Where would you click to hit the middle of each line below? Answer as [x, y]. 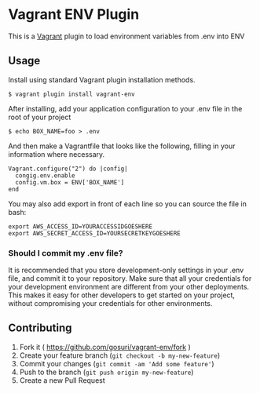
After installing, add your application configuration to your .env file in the [125, 108]
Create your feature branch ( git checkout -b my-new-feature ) [120, 355]
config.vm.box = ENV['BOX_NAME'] [70, 182]
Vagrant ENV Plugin [74, 15]
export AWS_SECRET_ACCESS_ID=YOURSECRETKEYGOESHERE [94, 233]
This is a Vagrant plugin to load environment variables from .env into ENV [126, 36]
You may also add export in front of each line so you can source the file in [128, 204]
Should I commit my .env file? [66, 253]
